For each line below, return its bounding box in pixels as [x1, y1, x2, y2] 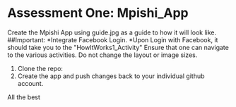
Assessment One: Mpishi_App [7, 5, 189, 21]
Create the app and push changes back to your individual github [17, 72, 205, 80]
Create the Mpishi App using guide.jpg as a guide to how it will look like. [7, 28, 217, 37]
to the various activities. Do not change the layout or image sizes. [7, 51, 198, 59]
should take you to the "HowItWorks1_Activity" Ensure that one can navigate [7, 43, 230, 51]
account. [17, 79, 44, 87]
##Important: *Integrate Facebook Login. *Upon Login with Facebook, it [7, 35, 218, 44]
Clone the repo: [17, 64, 64, 73]
